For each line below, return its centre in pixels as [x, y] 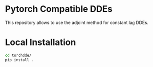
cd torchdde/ [18, 55]
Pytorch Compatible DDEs [59, 9]
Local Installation [41, 42]
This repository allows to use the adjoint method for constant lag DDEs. [77, 22]
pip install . [20, 60]
